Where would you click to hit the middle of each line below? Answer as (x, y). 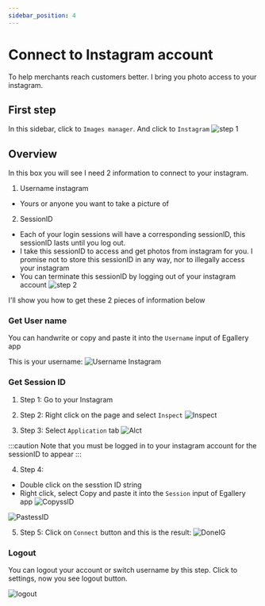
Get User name (38, 321)
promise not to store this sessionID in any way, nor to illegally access (132, 260)
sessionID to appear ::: (45, 454)
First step (32, 110)
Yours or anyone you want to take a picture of (94, 204)
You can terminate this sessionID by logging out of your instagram (128, 276)
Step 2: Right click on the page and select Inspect (101, 415)
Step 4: (31, 469)
